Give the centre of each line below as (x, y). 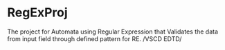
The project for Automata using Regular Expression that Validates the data (113, 32)
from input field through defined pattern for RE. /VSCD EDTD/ (94, 38)
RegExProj (37, 13)
